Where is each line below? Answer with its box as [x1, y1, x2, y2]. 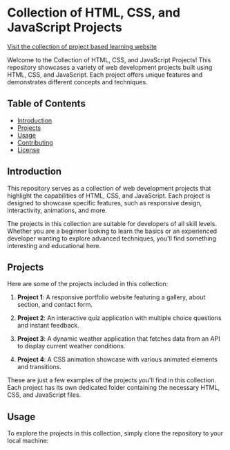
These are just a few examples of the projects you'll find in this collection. [7, 376, 216, 384]
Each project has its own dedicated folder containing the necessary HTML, [7, 384, 220, 392]
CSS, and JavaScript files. [7, 391, 82, 399]
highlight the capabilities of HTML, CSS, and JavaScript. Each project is [7, 191, 211, 200]
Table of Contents [7, 98, 86, 110]
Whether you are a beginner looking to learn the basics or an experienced [7, 227, 218, 235]
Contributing [17, 138, 53, 147]
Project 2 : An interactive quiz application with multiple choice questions [17, 314, 222, 322]
